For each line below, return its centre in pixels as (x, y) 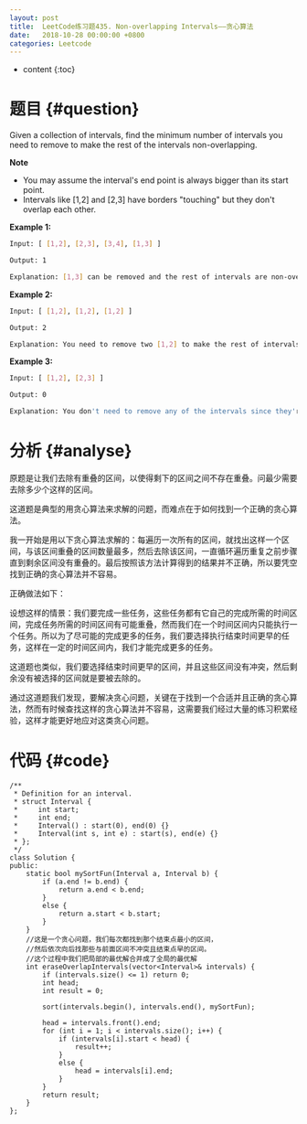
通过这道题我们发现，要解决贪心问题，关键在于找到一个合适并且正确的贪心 (149, 697)
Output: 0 (28, 395)
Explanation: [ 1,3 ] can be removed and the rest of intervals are (138, 277)
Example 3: (31, 361)
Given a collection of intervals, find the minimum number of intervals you (146, 135)
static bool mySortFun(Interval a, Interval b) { (122, 873)
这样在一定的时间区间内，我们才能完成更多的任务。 (121, 647)
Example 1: (31, 227)
